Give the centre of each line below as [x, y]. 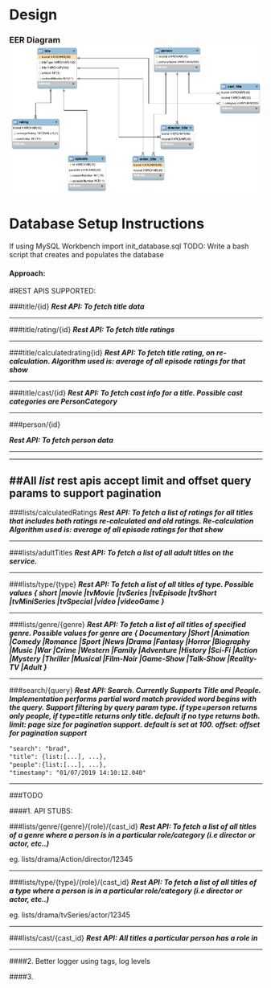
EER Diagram [35, 40]
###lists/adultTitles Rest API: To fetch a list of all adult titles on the [121, 553]
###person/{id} [35, 424]
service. [23, 561]
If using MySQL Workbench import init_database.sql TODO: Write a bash [129, 246]
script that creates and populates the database [86, 255]
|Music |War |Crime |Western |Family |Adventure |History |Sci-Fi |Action [133, 650]
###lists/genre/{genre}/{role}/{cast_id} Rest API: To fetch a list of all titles [133, 826]
